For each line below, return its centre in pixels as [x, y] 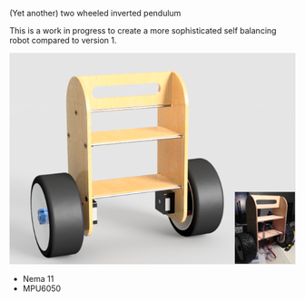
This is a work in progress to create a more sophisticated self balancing [143, 30]
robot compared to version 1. [63, 40]
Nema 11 [38, 278]
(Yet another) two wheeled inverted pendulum [95, 13]
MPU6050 [42, 288]
